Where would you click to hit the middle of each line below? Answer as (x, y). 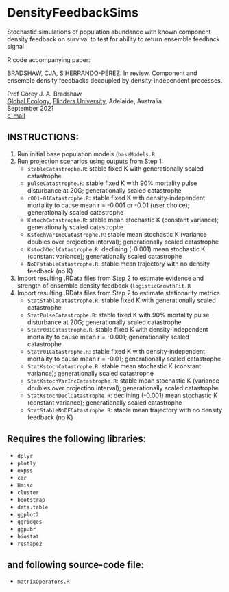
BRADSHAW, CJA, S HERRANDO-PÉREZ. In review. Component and (102, 73)
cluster (28, 493)
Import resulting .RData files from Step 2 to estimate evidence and (110, 278)
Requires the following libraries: (76, 439)
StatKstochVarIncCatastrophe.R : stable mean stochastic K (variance (123, 381)
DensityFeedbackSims (73, 13)
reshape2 (29, 544)
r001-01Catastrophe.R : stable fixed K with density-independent (116, 198)
